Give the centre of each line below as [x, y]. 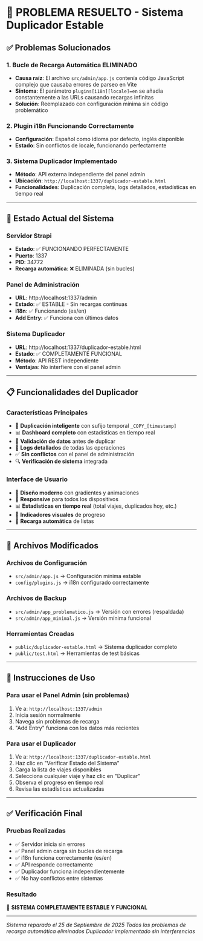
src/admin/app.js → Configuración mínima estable [78, 576]
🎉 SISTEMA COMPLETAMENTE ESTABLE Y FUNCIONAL [77, 907]
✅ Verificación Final [44, 813]
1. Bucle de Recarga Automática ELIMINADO [72, 65]
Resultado [22, 894]
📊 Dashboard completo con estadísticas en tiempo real [85, 433]
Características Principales [47, 413]
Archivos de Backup [37, 598]
